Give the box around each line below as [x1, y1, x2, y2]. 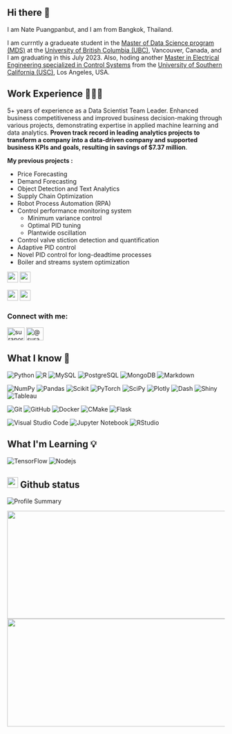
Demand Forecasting [17, 177, 77, 185]
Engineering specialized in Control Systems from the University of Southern [7, 60, 222, 69]
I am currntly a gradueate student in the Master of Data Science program [7, 39, 215, 47]
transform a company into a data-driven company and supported [7, 135, 198, 144]
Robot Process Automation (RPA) [17, 199, 111, 207]
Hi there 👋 [7, 7, 50, 19]
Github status [19, 479, 80, 490]
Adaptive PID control [17, 243, 76, 251]
